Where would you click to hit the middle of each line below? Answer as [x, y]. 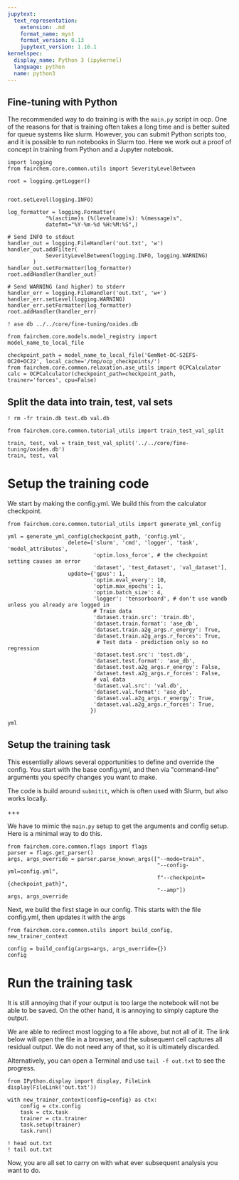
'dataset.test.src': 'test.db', [142, 655]
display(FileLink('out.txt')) [52, 1087]
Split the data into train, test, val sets [90, 402]
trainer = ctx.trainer [54, 1118]
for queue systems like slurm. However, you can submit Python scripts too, [117, 134]
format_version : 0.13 [52, 41]
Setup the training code [78, 484]
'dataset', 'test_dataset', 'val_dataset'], [160, 568]
